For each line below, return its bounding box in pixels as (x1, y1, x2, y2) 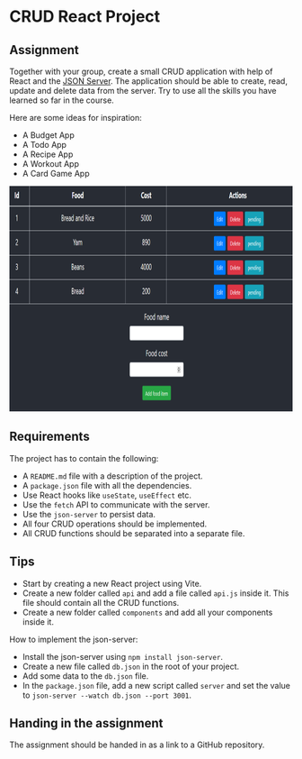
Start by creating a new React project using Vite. (22, 578, 202, 589)
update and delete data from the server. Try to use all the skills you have (9, 86, 277, 96)
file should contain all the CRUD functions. (22, 597, 180, 608)
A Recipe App (22, 149, 74, 160)
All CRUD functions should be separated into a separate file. (22, 527, 245, 538)
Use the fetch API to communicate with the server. (22, 498, 210, 510)
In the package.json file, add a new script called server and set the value (22, 680, 290, 690)
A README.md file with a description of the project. (22, 471, 203, 481)
